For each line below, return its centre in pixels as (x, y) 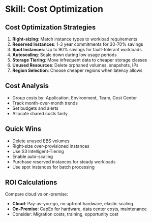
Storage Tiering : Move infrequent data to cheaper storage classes (80, 60)
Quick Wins (23, 129)
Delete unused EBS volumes (41, 141)
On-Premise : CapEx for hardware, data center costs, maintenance (79, 209)
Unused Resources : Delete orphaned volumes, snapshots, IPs (75, 65)
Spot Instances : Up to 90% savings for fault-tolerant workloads (77, 49)
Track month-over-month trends (45, 103)
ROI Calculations (31, 182)
